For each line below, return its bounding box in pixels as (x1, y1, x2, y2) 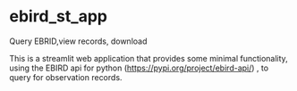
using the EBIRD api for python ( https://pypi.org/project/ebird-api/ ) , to (9, 62, 269, 73)
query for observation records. (9, 71, 123, 82)
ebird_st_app (9, 6, 107, 27)
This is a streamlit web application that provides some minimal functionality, (9, 53, 288, 63)
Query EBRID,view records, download (9, 36, 148, 46)
